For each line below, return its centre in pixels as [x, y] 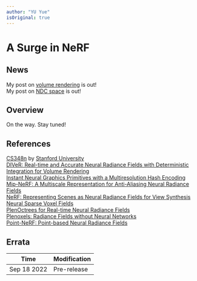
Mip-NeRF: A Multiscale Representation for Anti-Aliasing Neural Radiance [98, 184]
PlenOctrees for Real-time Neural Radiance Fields [68, 210]
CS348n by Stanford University [45, 158]
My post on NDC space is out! [44, 91]
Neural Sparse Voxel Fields [40, 203]
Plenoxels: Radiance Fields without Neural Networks [72, 217]
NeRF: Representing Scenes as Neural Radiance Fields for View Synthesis [98, 197]
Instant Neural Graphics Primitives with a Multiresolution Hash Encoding [96, 178]
